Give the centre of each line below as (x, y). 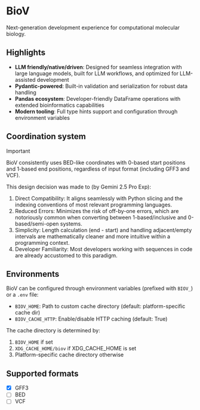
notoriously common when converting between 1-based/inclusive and (101, 217)
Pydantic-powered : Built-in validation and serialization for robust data (101, 86)
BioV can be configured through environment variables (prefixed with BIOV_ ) (100, 288)
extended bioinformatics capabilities (59, 105)
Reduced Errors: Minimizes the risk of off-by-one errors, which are (97, 211)
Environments (33, 274)
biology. (16, 33)
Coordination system (46, 136)
